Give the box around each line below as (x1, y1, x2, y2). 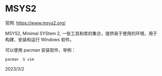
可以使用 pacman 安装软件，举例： (5, 47, 76, 53)
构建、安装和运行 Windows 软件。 (5, 37, 74, 42)
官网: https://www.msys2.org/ (5, 20, 66, 26)
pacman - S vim (5, 57, 35, 62)
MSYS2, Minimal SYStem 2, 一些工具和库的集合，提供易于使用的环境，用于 (5, 30, 158, 36)
